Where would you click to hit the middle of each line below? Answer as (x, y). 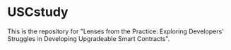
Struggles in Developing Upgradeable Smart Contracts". (89, 38)
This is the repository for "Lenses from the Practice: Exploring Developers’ (115, 31)
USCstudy (38, 12)
